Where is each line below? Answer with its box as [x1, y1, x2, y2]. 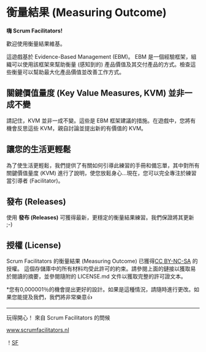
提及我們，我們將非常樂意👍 [22, 293, 93, 301]
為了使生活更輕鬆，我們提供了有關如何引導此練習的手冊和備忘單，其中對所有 [6, 162, 200, 169]
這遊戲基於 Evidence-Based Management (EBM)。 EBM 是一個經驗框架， [6, 53, 191, 60]
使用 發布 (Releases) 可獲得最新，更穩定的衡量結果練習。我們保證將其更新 [6, 214, 194, 221]
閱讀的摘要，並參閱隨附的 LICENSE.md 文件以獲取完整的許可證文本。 [11, 273, 187, 280]
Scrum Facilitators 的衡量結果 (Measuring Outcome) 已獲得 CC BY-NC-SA [6, 258, 191, 265]
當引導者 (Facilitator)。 [6, 177, 64, 184]
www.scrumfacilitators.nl [6, 326, 69, 334]
